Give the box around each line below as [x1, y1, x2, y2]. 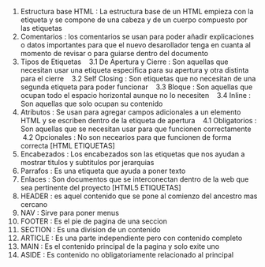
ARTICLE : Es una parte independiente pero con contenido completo [20, 233, 243, 243]
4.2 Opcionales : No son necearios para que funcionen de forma [22, 133, 232, 141]
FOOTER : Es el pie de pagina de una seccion [20, 216, 168, 226]
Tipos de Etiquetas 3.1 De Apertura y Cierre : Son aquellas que [20, 57, 229, 66]
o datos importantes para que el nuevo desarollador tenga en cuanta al [20, 40, 251, 50]
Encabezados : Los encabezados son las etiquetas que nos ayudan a [20, 149, 245, 159]
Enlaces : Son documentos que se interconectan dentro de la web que [20, 175, 249, 184]
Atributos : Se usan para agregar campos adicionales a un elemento [20, 107, 241, 117]
